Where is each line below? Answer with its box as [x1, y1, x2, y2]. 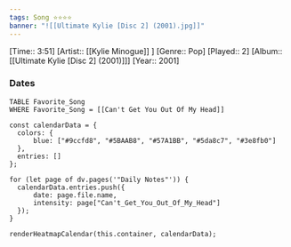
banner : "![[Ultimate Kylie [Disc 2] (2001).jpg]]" [9, 21, 205, 30]
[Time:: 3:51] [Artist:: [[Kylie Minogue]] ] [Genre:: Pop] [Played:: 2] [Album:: [9, 45, 283, 56]
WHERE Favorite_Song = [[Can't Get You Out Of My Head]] [9, 105, 225, 114]
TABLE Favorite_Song [9, 97, 86, 107]
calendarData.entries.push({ [17, 183, 125, 192]
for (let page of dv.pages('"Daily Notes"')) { [9, 175, 190, 184]
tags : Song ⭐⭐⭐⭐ [9, 12, 73, 22]
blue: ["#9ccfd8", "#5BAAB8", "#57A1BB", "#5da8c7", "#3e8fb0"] [32, 136, 277, 145]
